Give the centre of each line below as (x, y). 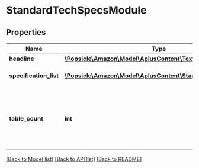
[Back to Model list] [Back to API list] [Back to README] (74, 159)
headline (22, 59)
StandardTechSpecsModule (76, 10)
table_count (26, 119)
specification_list (34, 76)
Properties (26, 32)
